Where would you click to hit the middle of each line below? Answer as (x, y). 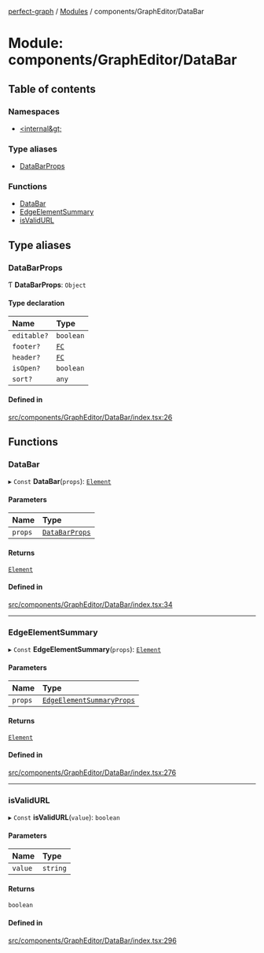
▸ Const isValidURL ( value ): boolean (64, 817)
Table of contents (52, 89)
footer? (26, 347)
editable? (30, 336)
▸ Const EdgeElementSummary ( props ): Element (84, 650)
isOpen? (26, 369)
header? (26, 357)
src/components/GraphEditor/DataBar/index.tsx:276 (92, 772)
